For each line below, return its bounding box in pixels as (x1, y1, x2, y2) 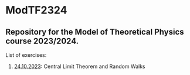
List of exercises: (5, 52, 47, 59)
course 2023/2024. (5, 36, 79, 46)
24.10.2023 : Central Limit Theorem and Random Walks (13, 63, 145, 70)
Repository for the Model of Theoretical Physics (5, 27, 184, 37)
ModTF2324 (5, 4, 67, 17)
